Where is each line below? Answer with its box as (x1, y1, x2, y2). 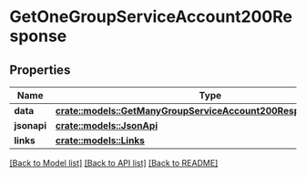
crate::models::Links (55, 134, 146, 147)
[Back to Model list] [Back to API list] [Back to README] (9, 158, 219, 168)
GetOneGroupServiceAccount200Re (9, 6, 293, 27)
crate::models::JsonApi (55, 120, 158, 131)
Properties (9, 62, 71, 78)
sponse (9, 26, 67, 47)
